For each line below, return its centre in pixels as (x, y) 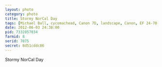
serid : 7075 (17, 41)
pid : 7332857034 (21, 32)
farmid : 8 (15, 37)
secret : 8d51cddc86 (25, 46)
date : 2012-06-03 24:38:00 (32, 28)
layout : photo (19, 9)
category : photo (21, 14)
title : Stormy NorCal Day (31, 18)
